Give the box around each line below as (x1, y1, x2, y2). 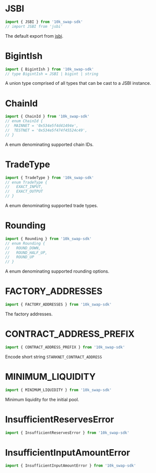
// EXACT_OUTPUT (5, 189, 43, 194)
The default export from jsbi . (5, 33, 63, 39)
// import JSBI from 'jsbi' (5, 24, 63, 29)
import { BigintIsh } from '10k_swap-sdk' (5, 66, 94, 72)
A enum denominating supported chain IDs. (5, 141, 94, 147)
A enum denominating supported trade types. (5, 203, 98, 208)
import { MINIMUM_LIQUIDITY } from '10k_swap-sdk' (5, 387, 112, 392)
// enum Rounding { (5, 241, 46, 246)
